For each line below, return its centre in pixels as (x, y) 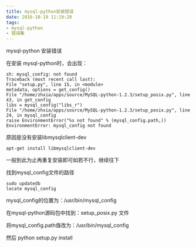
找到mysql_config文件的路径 (40, 172)
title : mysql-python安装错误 (40, 11)
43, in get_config (28, 100)
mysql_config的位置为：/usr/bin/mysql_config (61, 201)
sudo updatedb (23, 184)
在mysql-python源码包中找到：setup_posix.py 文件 (67, 213)
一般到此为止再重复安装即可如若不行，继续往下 (62, 160)
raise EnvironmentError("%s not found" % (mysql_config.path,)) (86, 121)
